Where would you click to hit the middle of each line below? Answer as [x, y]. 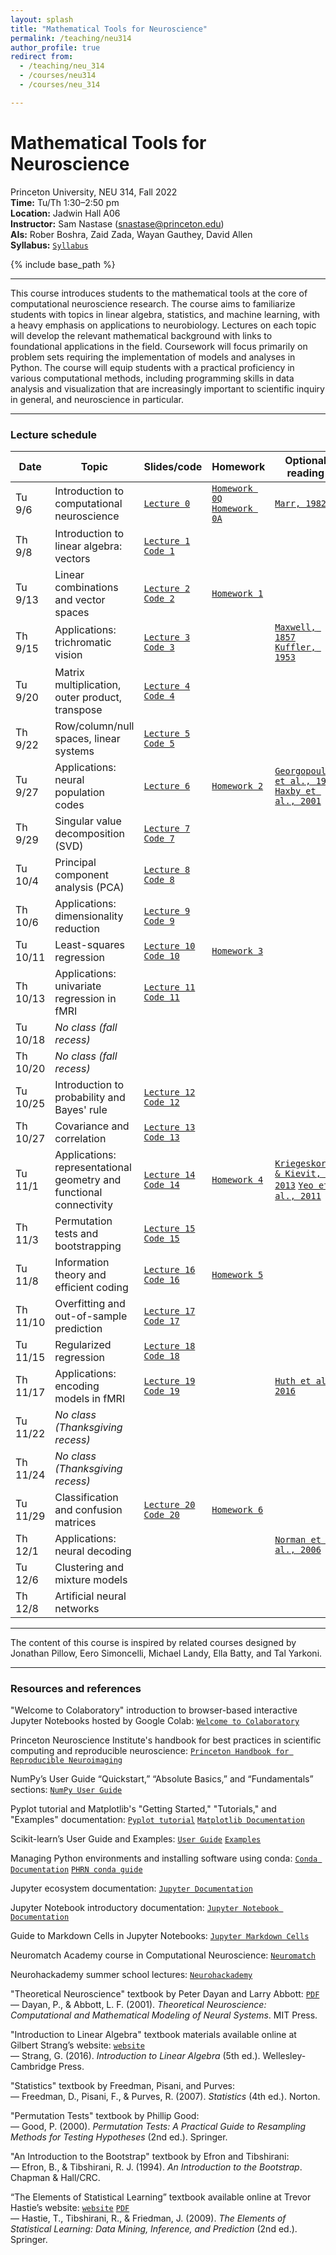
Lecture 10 [169, 945]
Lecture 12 [169, 1092]
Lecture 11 [169, 987]
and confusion [88, 1509]
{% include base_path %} [63, 264]
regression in [85, 998]
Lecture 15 [169, 1228]
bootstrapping [88, 1246]
